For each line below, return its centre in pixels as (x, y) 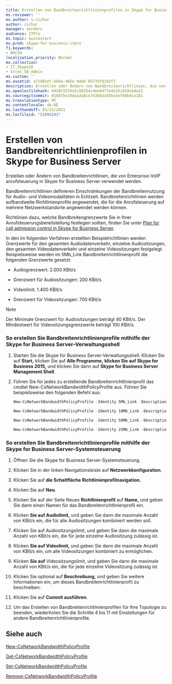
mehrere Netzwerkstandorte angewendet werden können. (67, 207)
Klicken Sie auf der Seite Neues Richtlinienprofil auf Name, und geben (88, 499)
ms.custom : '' (21, 77)
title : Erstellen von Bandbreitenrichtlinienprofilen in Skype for (79, 10)
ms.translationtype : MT (31, 100)
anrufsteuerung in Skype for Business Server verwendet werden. (74, 181)
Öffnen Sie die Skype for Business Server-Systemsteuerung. (77, 460)
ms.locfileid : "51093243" (33, 115)
